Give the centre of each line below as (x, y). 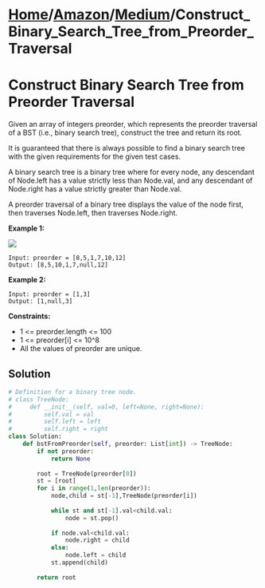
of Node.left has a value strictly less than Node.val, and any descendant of (131, 180)
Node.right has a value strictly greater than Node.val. (95, 189)
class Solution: (35, 436)
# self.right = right (58, 429)
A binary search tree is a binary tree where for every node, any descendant (131, 172)
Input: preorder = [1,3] (49, 294)
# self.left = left (55, 422)
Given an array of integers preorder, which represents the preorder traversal (133, 124)
